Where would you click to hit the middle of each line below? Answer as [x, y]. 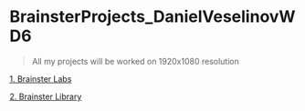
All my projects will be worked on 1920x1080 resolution [135, 61]
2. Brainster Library [46, 96]
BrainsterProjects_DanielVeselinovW [152, 17]
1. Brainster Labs [41, 78]
